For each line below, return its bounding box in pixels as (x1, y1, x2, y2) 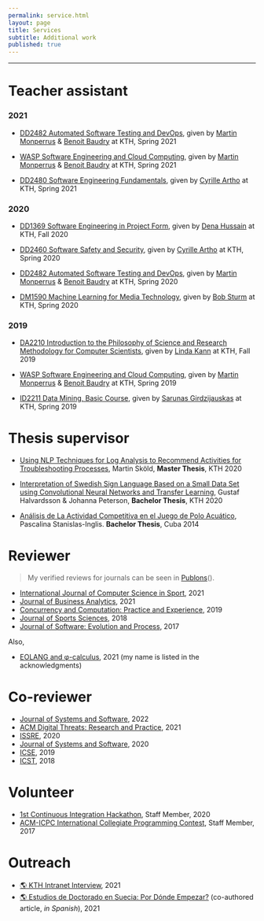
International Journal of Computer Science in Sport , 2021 (19, 588, 204, 598)
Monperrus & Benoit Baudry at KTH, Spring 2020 (19, 276, 178, 286)
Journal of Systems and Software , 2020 (19, 739, 149, 749)
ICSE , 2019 (19, 748, 55, 757)
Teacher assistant (8, 82, 128, 100)
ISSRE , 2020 (19, 731, 60, 741)
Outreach (8, 854, 71, 872)
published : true (8, 41, 61, 49)
